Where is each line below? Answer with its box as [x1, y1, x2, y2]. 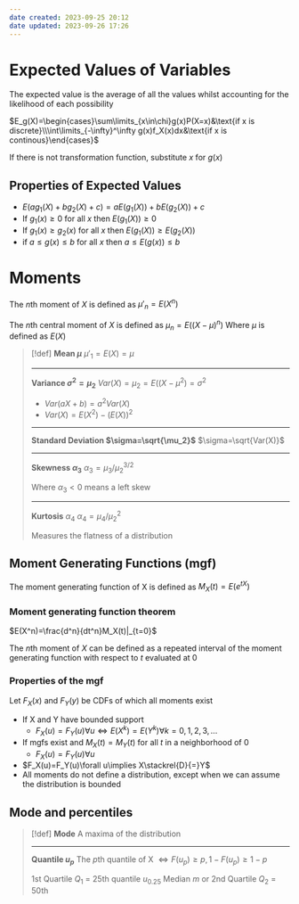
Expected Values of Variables [9, 60, 231, 80]
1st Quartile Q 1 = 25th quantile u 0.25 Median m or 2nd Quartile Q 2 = [30, 874, 277, 886]
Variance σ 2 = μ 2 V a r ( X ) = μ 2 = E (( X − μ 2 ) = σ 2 [30, 376, 206, 390]
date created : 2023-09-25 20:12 [9, 12, 129, 22]
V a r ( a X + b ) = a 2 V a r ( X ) [44, 397, 131, 409]
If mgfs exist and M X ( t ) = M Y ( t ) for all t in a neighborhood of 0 [21, 736, 249, 750]
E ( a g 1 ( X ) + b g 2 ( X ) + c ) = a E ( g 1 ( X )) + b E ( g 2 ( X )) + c [21, 201, 206, 215]
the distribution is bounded [21, 779, 122, 790]
